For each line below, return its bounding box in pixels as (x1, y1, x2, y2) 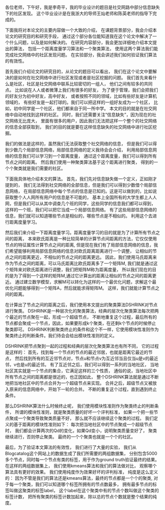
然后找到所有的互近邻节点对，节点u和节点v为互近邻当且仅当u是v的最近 (14, 355, 159, 361)
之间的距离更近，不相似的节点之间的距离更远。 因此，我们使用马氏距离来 (9, 254, 157, 260)
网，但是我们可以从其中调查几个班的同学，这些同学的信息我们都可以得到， (5, 200, 156, 206)
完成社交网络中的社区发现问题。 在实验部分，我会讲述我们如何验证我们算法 (5, 52, 157, 58)
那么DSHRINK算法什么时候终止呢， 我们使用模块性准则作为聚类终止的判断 (5, 403, 155, 409)
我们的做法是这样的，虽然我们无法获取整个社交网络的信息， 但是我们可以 (5, 141, 153, 147)
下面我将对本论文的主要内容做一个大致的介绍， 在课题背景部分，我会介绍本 (5, 27, 157, 33)
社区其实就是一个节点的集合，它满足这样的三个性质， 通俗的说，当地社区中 (5, 368, 157, 374)
